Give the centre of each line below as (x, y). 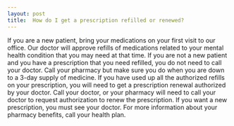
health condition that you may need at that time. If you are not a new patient (117, 55)
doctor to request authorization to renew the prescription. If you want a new (117, 99)
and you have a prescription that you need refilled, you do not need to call (115, 62)
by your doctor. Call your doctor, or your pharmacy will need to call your (112, 92)
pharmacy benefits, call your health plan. (67, 114)
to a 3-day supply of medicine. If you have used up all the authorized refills (116, 77)
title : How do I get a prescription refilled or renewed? (96, 20)
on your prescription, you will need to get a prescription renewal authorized (117, 85)
